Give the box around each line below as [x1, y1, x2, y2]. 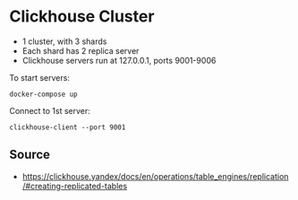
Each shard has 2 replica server [21, 45, 140, 56]
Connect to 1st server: [9, 105, 91, 116]
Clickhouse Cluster [9, 6, 155, 27]
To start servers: [9, 72, 70, 83]
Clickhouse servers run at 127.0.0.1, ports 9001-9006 [21, 55, 217, 65]
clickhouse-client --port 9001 [9, 123, 126, 132]
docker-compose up [9, 90, 78, 99]
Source [9, 147, 51, 162]
